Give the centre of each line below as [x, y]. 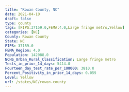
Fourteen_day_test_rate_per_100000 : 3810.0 [50, 69]
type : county [18, 23]
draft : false [18, 18]
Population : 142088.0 [27, 55]
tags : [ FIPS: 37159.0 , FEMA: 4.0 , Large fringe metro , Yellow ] [65, 28]
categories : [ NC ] [23, 32]
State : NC [15, 41]
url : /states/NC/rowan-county [36, 82]
